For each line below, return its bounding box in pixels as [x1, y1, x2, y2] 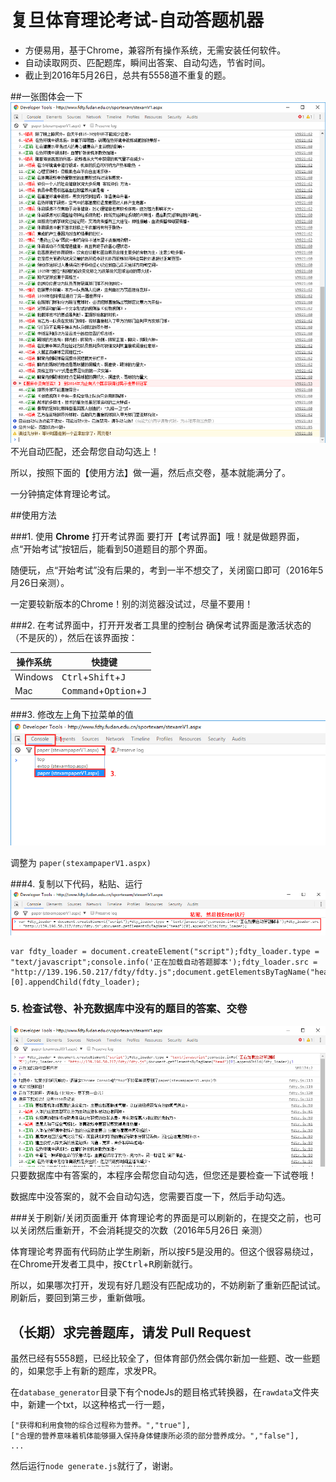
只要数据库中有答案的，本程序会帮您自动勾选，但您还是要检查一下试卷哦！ [10, 1169, 317, 1181]
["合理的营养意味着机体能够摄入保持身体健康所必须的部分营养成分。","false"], [10, 1431, 300, 1441]
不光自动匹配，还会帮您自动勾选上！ [10, 446, 160, 458]
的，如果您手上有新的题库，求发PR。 [10, 1365, 162, 1377]
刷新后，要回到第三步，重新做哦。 [10, 1292, 151, 1304]
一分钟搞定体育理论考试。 [10, 488, 116, 500]
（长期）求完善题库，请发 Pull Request [10, 1324, 252, 1341]
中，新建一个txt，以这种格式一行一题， [10, 1399, 171, 1411]
